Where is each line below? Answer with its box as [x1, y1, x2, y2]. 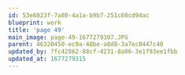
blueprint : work [8, 19, 61, 27]
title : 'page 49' [8, 26, 65, 34]
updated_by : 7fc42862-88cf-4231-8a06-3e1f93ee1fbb [8, 48, 178, 55]
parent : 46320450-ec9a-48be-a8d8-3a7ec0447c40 [8, 41, 164, 48]
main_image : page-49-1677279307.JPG [8, 33, 128, 41]
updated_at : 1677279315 [8, 55, 87, 63]
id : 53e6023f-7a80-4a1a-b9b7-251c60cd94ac [8, 11, 150, 20]
